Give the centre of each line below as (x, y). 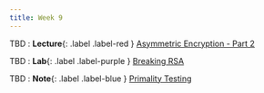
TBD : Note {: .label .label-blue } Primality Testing (101, 79)
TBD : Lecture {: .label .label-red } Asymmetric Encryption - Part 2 (132, 43)
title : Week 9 (36, 18)
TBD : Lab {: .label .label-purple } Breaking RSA (97, 60)
